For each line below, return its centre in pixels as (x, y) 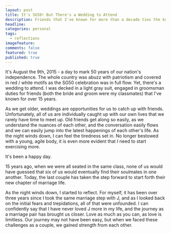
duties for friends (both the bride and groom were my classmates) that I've (83, 94)
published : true (22, 57)
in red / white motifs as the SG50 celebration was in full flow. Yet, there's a (83, 83)
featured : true (21, 53)
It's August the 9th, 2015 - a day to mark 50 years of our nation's (73, 72)
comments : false (22, 48)
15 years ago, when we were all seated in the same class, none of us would (84, 167)
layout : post (19, 10)
